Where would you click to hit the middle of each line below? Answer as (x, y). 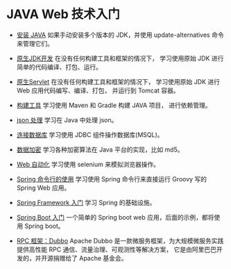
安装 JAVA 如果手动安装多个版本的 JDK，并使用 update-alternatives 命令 (120, 35)
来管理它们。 (35, 43)
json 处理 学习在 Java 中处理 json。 (67, 120)
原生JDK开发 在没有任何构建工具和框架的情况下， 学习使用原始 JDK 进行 (120, 58)
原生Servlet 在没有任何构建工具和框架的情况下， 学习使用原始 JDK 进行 (118, 81)
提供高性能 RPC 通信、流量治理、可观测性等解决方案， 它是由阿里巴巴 (116, 249)
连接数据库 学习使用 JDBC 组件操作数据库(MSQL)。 (90, 134)
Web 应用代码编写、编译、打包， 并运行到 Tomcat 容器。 (98, 90)
